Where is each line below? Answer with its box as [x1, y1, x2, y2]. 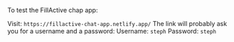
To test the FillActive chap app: [7, 6, 98, 14]
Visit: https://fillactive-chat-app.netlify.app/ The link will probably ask [7, 20, 228, 27]
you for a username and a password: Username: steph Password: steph [7, 27, 217, 35]
